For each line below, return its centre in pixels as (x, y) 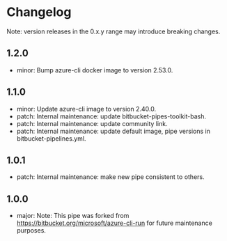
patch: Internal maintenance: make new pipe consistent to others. (110, 177)
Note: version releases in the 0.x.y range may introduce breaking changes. (113, 31)
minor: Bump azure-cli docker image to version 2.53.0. (95, 70)
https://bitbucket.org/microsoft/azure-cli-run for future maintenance (115, 223)
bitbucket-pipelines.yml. (51, 138)
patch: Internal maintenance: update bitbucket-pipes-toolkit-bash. (111, 116)
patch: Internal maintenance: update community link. (92, 123)
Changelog (39, 12)
